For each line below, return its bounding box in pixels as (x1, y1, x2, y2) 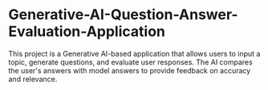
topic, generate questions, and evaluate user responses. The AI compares (8, 57, 253, 67)
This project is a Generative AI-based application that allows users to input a (8, 49, 261, 58)
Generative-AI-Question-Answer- (8, 6, 238, 24)
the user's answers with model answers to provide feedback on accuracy (8, 65, 251, 75)
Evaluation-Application (8, 22, 166, 41)
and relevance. (8, 74, 58, 84)
